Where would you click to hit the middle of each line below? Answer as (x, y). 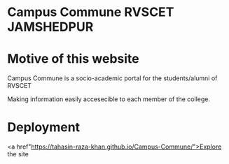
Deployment (44, 127)
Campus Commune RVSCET (91, 12)
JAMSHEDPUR (50, 27)
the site (18, 154)
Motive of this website (73, 59)
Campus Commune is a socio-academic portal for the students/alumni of (112, 78)
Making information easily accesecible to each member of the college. (109, 99)
